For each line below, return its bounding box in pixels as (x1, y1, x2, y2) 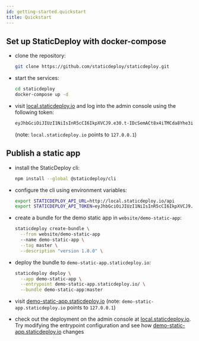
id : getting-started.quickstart (6, 8, 86, 15)
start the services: (14, 75, 59, 82)
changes (62, 328, 84, 336)
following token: (14, 108, 55, 116)
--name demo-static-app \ (20, 237, 84, 243)
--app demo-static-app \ (20, 275, 82, 282)
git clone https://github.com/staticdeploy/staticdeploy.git (14, 64, 170, 70)
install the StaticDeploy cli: (14, 164, 80, 171)
